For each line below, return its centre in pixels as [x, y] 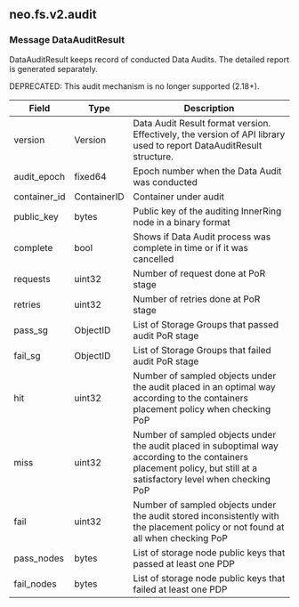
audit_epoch [39, 176]
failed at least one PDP [180, 589]
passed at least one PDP [184, 563]
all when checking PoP [181, 538]
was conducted [166, 182]
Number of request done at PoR [199, 273]
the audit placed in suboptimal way [206, 446]
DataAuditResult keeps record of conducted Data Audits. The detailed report [149, 59]
